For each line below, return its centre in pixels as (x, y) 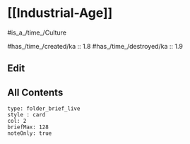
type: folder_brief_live (44, 109)
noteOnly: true (30, 133)
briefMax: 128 (28, 127)
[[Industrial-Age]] (60, 13)
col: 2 (17, 121)
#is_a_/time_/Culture (37, 32)
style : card (26, 115)
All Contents (35, 92)
